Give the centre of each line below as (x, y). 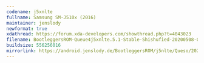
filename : (19, 40)
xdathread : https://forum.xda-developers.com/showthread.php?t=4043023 (99, 34)
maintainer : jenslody (34, 23)
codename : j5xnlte (29, 12)
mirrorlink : (21, 51)
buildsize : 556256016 (34, 46)
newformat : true (27, 28)
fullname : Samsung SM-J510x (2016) (51, 17)
